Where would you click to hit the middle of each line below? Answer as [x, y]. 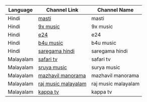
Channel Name [116, 10]
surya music [106, 67]
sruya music [52, 67]
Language [21, 10]
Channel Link [62, 10]
